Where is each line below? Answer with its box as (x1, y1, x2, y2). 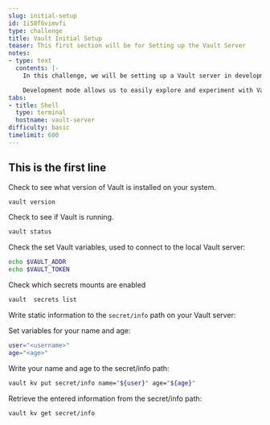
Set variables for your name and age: (8, 325, 131, 335)
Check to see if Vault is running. (8, 212, 114, 222)
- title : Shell (8, 101, 59, 109)
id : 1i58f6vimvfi (8, 19, 67, 27)
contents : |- (15, 64, 59, 72)
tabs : (8, 93, 27, 101)
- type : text (8, 57, 52, 65)
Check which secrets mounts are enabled (8, 280, 146, 290)
